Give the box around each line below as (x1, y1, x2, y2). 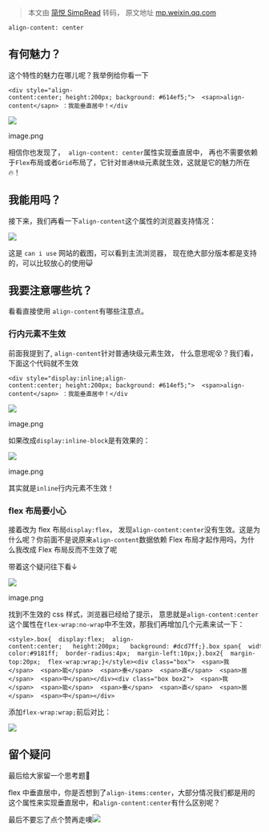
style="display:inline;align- (26, 374, 127, 382)
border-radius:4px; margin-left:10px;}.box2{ (65, 649, 224, 658)
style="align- (26, 86, 74, 95)
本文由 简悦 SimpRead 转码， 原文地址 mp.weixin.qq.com (27, 8, 217, 17)
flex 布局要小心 (8, 505, 66, 516)
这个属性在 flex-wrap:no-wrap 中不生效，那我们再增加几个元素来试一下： (8, 620, 245, 629)
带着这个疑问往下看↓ (8, 562, 78, 571)
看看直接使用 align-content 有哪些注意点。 (8, 306, 149, 316)
